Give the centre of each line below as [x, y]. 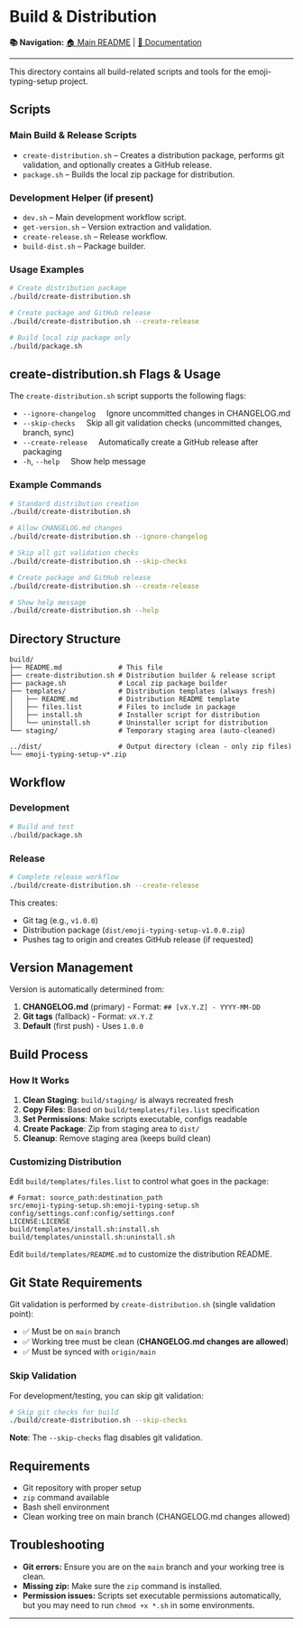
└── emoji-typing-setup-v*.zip [68, 755]
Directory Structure [65, 639]
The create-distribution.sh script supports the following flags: [128, 396]
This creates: [34, 903]
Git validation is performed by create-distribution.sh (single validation [142, 1305]
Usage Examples [47, 269]
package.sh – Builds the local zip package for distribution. [129, 174]
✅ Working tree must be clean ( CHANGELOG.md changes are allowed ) [156, 1342]
